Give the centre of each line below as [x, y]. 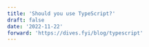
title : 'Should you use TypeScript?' [61, 13]
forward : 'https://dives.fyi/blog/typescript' [75, 33]
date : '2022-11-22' [35, 26]
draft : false [26, 20]
